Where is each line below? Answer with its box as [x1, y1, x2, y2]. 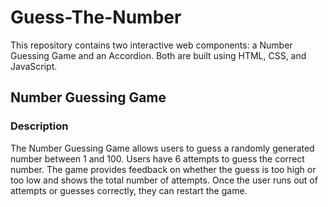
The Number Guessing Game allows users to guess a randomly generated [10, 142, 315, 154]
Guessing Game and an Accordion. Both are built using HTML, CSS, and [10, 49, 307, 61]
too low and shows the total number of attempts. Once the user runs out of [10, 174, 318, 186]
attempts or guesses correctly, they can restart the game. [10, 184, 248, 196]
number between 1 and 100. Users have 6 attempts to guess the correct [10, 152, 305, 165]
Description [10, 119, 69, 133]
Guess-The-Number [10, 6, 182, 29]
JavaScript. [10, 60, 58, 72]
